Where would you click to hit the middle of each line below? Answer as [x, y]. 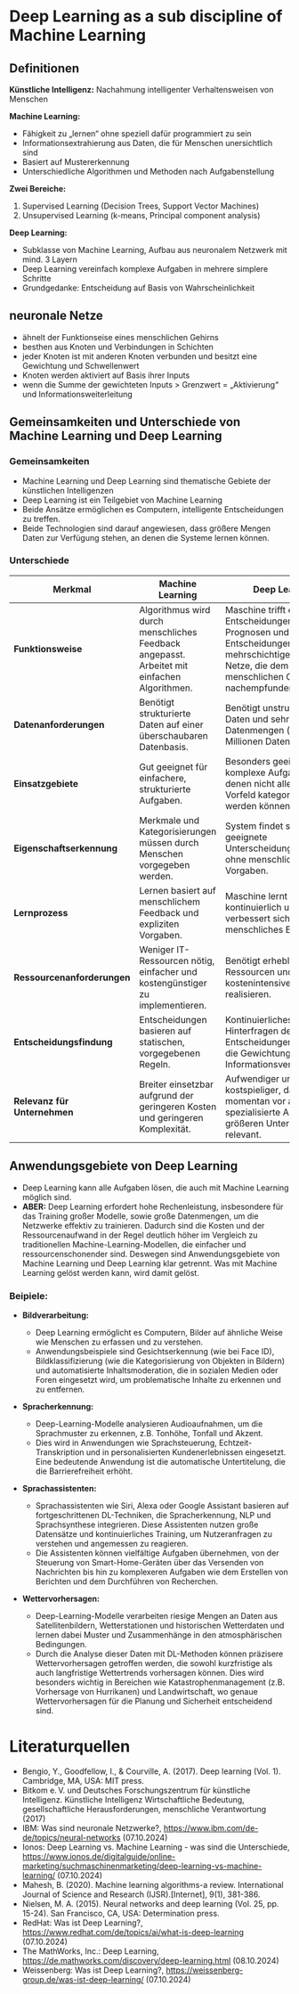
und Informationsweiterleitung [77, 394]
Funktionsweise [48, 649]
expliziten [159, 924]
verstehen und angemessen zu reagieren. [112, 1543]
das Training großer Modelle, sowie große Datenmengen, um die [140, 1216]
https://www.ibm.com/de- [211, 1827]
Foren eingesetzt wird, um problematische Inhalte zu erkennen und [158, 1379]
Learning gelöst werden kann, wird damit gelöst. [111, 1272]
